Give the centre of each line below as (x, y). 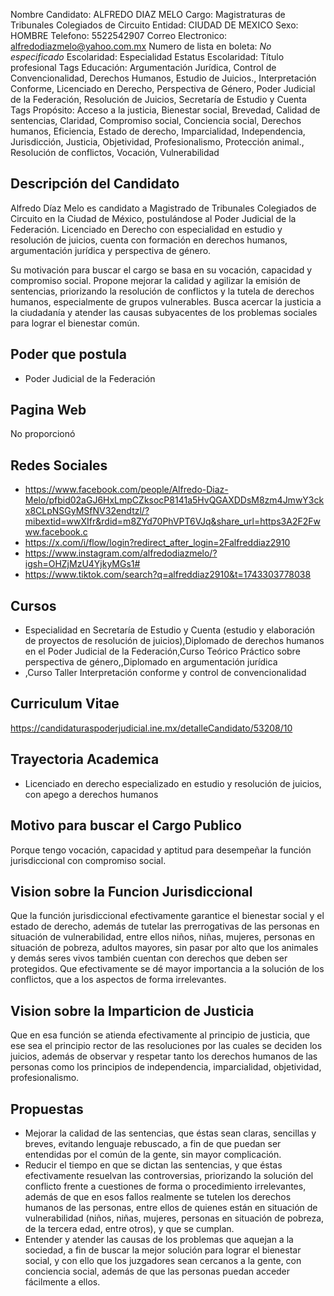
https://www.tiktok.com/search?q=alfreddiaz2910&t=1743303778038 (168, 575)
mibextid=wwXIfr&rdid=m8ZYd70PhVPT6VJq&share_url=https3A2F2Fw (172, 521)
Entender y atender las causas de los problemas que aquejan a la (159, 1239)
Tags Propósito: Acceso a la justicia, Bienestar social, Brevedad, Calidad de (165, 110)
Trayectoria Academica (85, 759)
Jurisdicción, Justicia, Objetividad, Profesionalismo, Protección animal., (157, 142)
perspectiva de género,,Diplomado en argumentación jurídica (151, 662)
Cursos (33, 605)
